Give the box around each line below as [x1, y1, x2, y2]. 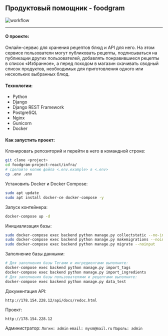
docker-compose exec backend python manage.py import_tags [5, 265, 131, 270]
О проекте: [5, 33, 29, 39]
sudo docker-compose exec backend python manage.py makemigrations [5, 237, 149, 242]
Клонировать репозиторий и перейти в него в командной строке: [5, 148, 145, 154]
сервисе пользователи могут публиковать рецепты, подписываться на [5, 50, 157, 56]
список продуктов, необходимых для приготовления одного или [5, 66, 143, 72]
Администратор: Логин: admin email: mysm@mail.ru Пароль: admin [5, 325, 143, 331]
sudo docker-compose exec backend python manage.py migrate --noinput [5, 242, 155, 247]
